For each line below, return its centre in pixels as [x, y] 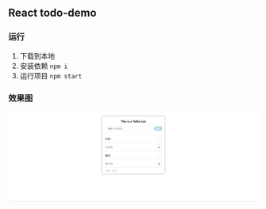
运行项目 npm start [51, 75]
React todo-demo [52, 13]
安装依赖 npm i [44, 66]
